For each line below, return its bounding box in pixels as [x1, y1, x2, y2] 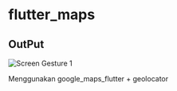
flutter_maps [8, 6, 96, 24]
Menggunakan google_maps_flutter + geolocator [8, 74, 169, 83]
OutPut [8, 38, 45, 51]
